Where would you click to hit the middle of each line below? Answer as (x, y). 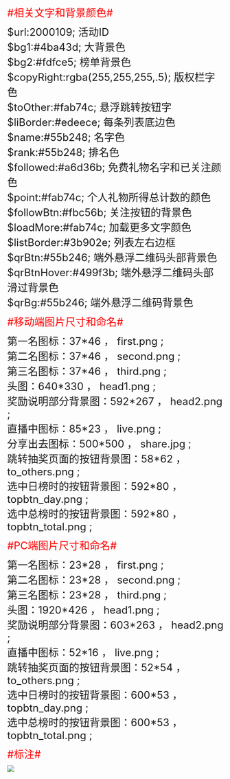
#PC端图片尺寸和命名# (62, 546)
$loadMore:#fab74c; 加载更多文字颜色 (99, 228)
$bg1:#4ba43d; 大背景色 (66, 47)
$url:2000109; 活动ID (58, 32)
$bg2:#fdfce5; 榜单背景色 (69, 62)
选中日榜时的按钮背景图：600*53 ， (95, 695)
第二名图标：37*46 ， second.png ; (94, 356)
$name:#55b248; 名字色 (66, 137)
